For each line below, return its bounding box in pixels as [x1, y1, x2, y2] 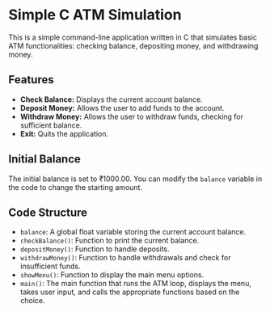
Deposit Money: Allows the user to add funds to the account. [19, 103, 225, 112]
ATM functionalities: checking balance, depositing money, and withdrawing [8, 40, 259, 50]
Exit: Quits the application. [19, 129, 109, 138]
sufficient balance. [19, 120, 82, 130]
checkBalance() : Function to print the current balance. [19, 236, 200, 246]
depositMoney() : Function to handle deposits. [19, 244, 170, 254]
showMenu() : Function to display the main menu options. [19, 270, 205, 280]
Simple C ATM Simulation [8, 6, 182, 24]
